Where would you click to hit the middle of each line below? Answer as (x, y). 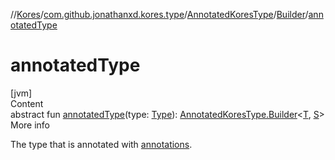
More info (30, 125)
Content (27, 103)
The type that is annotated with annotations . (101, 144)
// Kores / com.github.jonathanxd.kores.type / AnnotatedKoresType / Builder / (159, 14)
